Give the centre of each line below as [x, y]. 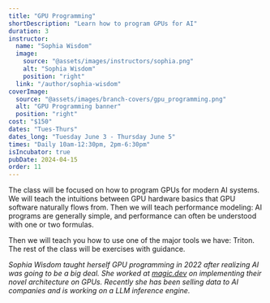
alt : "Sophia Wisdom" [59, 69]
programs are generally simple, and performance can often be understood [133, 216]
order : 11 [25, 167]
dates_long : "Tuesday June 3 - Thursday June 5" [92, 136]
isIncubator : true [39, 152]
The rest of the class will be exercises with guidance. [97, 249]
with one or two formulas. [51, 225]
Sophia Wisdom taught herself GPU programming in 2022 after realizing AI [134, 265]
